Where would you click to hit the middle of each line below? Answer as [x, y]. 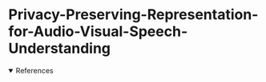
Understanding [59, 49]
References [34, 70]
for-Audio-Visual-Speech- [98, 31]
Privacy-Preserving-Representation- [133, 15]
